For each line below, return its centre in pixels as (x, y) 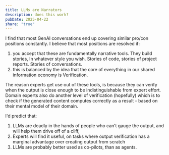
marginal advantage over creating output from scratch (69, 142)
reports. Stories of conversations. (47, 64)
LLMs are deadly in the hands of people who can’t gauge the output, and (88, 126)
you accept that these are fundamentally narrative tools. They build (82, 54)
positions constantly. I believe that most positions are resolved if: (73, 44)
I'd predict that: (21, 116)
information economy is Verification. (50, 75)
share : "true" (20, 24)
